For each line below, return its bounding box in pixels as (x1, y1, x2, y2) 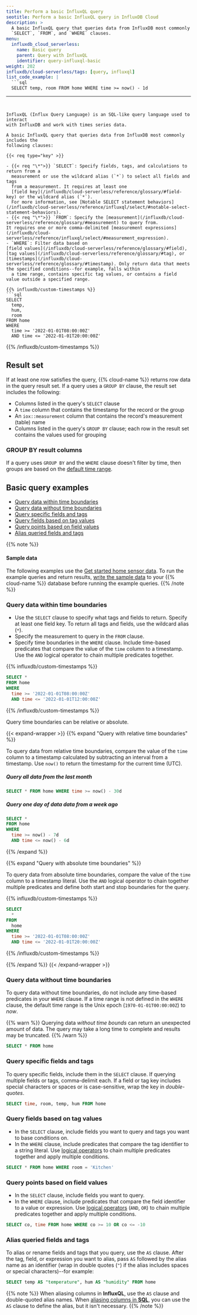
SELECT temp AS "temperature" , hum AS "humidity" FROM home (6, 1279, 157, 1286)
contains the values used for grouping (14, 431, 107, 438)
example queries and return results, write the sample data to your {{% (6, 574, 175, 581)
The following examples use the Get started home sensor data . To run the (6, 567, 184, 574)
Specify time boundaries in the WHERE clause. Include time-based (14, 639, 171, 646)
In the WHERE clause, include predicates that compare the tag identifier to (14, 1140, 189, 1147)
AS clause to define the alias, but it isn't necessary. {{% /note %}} (6, 1302, 164, 1309)
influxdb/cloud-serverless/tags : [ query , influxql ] (6, 69, 135, 75)
